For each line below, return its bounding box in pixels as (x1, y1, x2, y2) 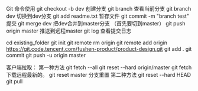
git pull (6, 78, 23, 84)
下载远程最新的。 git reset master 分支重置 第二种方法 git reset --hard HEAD (6, 71, 191, 78)
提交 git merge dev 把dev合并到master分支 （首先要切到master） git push (6, 20, 186, 27)
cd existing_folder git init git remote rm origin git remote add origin (6, 39, 167, 46)
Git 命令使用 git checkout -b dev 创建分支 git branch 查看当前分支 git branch (6, 5, 191, 12)
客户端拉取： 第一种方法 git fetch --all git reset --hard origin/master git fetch (6, 64, 192, 71)
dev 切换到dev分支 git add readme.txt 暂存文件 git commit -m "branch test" (6, 12, 189, 19)
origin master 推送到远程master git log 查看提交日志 (6, 27, 132, 34)
